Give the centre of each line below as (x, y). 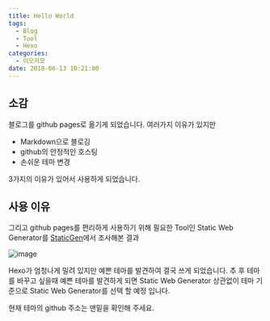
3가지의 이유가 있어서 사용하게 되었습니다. (74, 179)
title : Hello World (41, 16)
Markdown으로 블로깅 (55, 141)
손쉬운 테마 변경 (45, 162)
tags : (17, 23)
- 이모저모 (31, 61)
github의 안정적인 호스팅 (59, 151)
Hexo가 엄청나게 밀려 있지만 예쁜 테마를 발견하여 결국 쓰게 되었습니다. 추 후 (127, 271)
